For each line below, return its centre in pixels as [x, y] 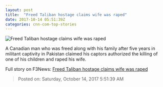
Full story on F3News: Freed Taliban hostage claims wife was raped [77, 69]
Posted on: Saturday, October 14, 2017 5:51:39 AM [71, 79]
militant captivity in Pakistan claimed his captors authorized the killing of [81, 54]
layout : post [19, 10]
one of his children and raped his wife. [46, 60]
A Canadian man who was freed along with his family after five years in [80, 48]
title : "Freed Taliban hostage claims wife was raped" [66, 15]
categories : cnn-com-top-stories [41, 24]
